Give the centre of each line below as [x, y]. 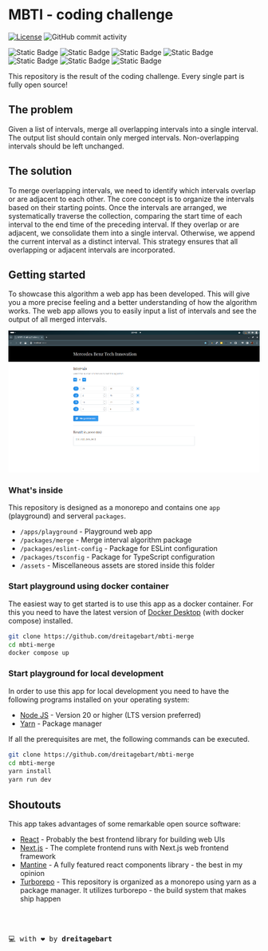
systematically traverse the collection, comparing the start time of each [125, 216]
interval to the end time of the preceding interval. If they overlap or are [124, 224]
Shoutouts [35, 804]
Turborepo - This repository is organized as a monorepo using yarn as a [138, 882]
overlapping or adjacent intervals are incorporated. [92, 250]
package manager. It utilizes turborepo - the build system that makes [133, 890]
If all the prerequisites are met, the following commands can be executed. [129, 739]
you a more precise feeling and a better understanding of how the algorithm [133, 303]
